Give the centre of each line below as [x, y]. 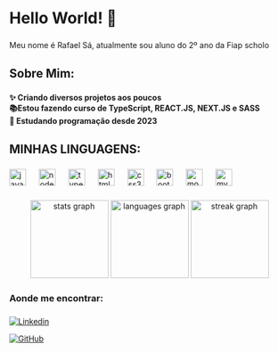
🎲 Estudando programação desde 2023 [83, 121]
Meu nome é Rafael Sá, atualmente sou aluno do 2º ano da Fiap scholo [139, 45]
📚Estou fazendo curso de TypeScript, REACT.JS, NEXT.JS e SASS [135, 108]
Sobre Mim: [42, 74]
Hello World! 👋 [63, 18]
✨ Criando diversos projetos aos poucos [86, 98]
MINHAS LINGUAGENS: [75, 149]
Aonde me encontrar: [57, 298]
